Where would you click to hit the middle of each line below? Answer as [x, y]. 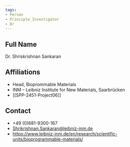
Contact [18, 111]
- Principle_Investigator [32, 19]
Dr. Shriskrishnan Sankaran [33, 56]
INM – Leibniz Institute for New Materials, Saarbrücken [68, 90]
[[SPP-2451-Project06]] [37, 95]
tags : [11, 10]
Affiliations [23, 72]
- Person [14, 15]
